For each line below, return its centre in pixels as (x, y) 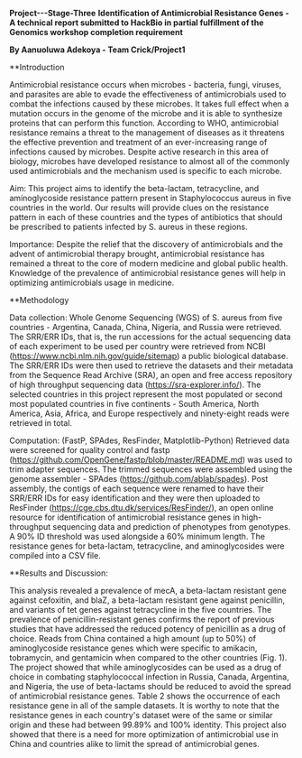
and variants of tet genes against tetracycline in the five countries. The (141, 610)
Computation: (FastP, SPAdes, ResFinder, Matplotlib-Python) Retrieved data (150, 440)
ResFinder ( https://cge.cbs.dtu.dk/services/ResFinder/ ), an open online (142, 508)
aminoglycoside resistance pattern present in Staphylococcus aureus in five (150, 198)
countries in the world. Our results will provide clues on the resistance (139, 208)
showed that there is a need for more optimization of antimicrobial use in (144, 734)
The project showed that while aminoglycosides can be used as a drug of (146, 667)
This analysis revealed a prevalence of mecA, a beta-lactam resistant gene (148, 591)
